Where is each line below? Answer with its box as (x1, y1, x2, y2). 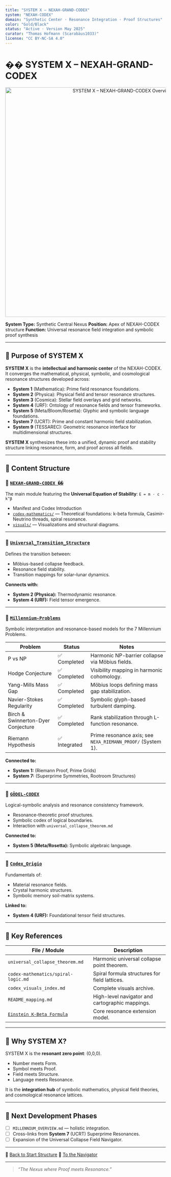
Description (113, 947, 143, 954)
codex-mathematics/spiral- (8, 971, 73, 977)
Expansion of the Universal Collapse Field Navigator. (12, 1137, 123, 1143)
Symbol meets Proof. (12, 1066, 57, 1072)
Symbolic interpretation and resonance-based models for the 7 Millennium (5, 626, 161, 632)
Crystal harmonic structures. (12, 887, 73, 893)
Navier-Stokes (8, 696, 43, 703)
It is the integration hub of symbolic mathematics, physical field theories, (5, 1087, 159, 1093)
